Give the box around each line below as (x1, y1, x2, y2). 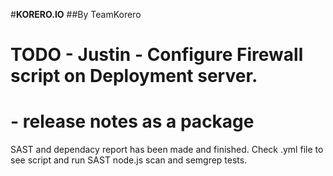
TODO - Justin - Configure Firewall (10, 44, 304, 66)
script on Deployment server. (10, 65, 258, 88)
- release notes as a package (10, 110, 255, 133)
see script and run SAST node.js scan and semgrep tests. (10, 154, 248, 166)
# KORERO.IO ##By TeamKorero (10, 9, 142, 20)
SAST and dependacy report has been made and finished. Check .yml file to (10, 144, 324, 156)
